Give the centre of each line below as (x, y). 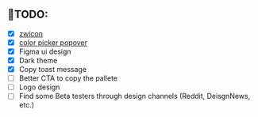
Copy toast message (53, 70)
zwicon (31, 33)
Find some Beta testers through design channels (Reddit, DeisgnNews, (135, 96)
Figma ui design (45, 51)
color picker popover (53, 42)
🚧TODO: (28, 15)
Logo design (39, 87)
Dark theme (38, 60)
